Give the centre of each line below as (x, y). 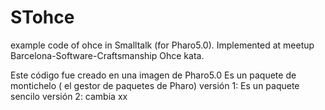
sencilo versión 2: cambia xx (69, 96)
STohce (42, 17)
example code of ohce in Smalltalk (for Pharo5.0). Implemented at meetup (162, 45)
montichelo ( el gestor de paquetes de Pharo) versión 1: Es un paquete (155, 85)
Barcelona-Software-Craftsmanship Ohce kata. (107, 55)
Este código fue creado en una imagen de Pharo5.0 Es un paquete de (153, 75)
